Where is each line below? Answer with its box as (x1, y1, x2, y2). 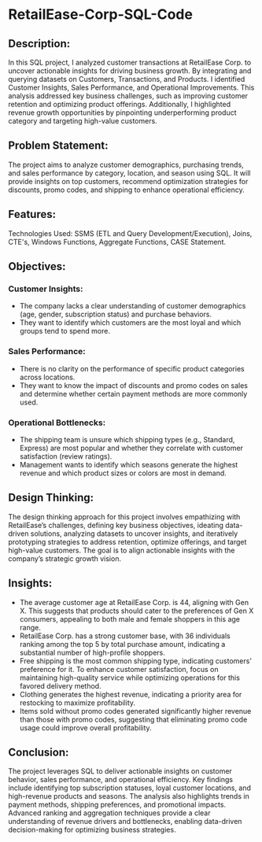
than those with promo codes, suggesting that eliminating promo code (19, 715, 248, 724)
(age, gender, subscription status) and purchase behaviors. (19, 309, 212, 319)
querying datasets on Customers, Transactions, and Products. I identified (8, 75, 245, 83)
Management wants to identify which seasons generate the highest (19, 460, 238, 469)
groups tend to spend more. (19, 327, 110, 336)
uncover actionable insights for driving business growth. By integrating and (8, 66, 252, 76)
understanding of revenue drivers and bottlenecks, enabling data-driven (8, 817, 242, 826)
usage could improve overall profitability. (19, 722, 152, 733)
